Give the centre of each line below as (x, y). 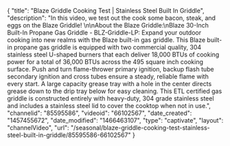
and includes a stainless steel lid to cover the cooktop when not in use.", (109, 106)
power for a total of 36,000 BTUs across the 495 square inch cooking (105, 62)
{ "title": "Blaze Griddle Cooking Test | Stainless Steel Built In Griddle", (106, 11)
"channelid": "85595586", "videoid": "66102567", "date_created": (100, 113)
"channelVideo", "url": (38, 128)
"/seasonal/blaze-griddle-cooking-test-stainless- (141, 128)
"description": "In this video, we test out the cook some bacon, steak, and (112, 18)
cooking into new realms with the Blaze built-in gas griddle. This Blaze (106, 40)
